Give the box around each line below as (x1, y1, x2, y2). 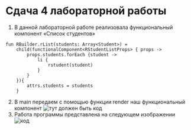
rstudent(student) (47, 62, 93, 68)
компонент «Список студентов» (14, 30, 96, 37)
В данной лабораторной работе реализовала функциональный (14, 24, 173, 31)
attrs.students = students (27, 83, 93, 89)
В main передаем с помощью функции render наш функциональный (14, 98, 186, 105)
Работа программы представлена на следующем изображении (14, 110, 176, 118)
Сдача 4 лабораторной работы (5, 4, 167, 18)
